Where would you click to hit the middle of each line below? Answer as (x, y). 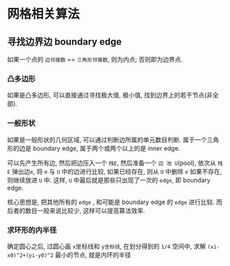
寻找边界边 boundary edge (64, 42)
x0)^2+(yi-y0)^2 (30, 255)
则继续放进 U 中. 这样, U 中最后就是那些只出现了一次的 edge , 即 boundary (109, 180)
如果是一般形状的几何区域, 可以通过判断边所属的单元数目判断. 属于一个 (107, 140)
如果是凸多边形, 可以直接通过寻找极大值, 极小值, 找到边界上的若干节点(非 (110, 95)
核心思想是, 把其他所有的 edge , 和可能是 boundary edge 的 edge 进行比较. (111, 202)
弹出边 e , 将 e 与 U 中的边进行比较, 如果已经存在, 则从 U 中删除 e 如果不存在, (117, 171)
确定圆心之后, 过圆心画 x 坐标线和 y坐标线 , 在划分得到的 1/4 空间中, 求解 (107, 246)
